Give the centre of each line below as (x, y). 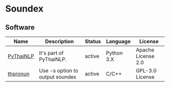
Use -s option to (58, 71)
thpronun (19, 74)
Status (93, 41)
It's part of (51, 53)
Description (59, 41)
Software (20, 27)
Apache (145, 50)
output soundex (58, 77)
